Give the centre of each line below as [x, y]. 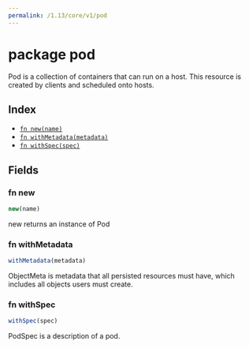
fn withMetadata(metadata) [64, 138]
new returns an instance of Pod [59, 224]
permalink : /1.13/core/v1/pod [58, 15]
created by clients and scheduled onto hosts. [82, 84]
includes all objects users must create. [71, 284]
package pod [52, 54]
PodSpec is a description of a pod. [64, 336]
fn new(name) [41, 129]
